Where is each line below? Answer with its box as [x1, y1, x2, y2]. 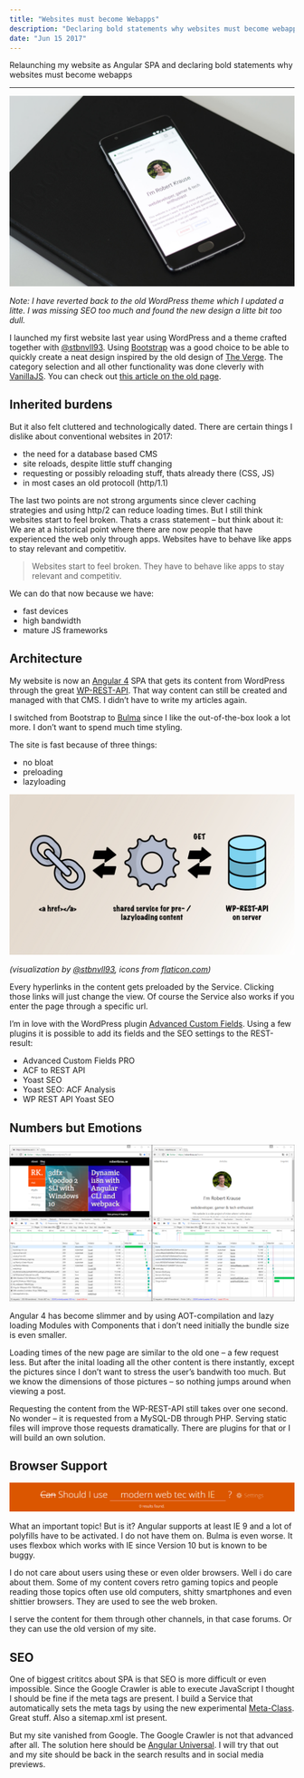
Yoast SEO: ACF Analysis [22, 1084, 116, 1095]
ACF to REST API [22, 1065, 86, 1076]
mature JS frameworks [22, 624, 109, 635]
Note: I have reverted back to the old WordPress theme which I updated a [9, 296, 284, 307]
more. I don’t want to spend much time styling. [9, 721, 183, 732]
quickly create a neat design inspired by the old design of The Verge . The [9, 352, 283, 363]
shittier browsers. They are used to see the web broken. [9, 1597, 218, 1607]
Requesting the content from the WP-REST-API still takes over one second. [9, 1402, 289, 1414]
